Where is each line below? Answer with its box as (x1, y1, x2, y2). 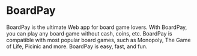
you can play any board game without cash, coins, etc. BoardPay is (6, 30, 172, 37)
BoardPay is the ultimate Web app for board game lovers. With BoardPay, (6, 23, 187, 31)
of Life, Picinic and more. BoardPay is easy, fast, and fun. (6, 43, 148, 50)
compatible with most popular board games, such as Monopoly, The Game (6, 36, 191, 43)
